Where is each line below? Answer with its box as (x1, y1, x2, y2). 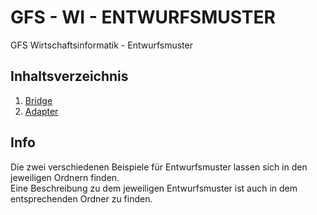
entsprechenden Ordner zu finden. (10, 192, 153, 205)
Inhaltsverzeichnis (10, 68, 129, 85)
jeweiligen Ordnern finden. (10, 171, 120, 183)
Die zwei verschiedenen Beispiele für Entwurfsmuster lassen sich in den (10, 161, 308, 173)
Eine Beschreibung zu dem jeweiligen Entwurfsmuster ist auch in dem (10, 182, 298, 194)
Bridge (24, 94, 53, 106)
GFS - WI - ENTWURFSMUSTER (10, 6, 276, 29)
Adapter (24, 105, 59, 117)
